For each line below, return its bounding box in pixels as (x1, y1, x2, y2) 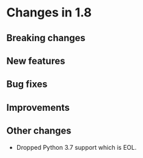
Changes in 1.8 (6, 5, 92, 21)
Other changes (6, 125, 72, 137)
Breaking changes (6, 32, 86, 44)
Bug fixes (6, 79, 48, 90)
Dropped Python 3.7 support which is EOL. (16, 143, 137, 151)
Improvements (6, 101, 70, 114)
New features (6, 55, 66, 66)
